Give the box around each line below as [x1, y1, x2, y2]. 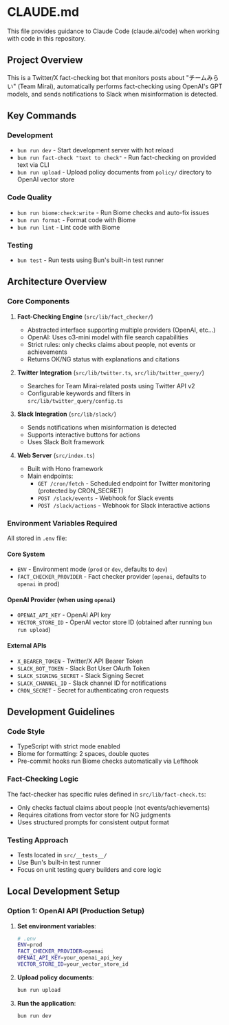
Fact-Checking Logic [7, 774, 79, 784]
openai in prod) [17, 580, 60, 588]
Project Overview [7, 54, 83, 66]
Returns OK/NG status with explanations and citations [27, 355, 180, 363]
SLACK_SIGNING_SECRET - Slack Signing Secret [17, 671, 144, 679]
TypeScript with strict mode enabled [17, 742, 120, 750]
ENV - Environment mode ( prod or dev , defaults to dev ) [17, 565, 168, 573]
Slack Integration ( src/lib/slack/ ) [17, 410, 117, 418]
